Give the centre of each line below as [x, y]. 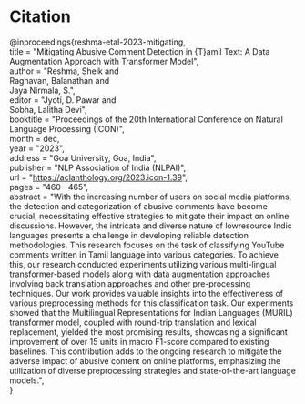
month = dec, [35, 138]
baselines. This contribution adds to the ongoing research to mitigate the [146, 351]
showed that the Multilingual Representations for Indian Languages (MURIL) [151, 312]
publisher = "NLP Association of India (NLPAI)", [98, 167]
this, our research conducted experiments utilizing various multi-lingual [143, 264]
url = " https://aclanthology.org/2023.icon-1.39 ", [99, 177]
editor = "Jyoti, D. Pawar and [63, 100]
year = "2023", [37, 148]
